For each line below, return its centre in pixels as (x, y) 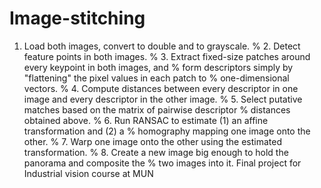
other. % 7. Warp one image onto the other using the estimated (152, 141)
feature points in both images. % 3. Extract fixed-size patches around (167, 56)
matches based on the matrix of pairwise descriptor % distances (157, 109)
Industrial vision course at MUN (88, 173)
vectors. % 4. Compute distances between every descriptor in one (161, 88)
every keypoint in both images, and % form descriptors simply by (158, 67)
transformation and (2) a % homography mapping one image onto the (167, 131)
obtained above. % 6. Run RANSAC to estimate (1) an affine (146, 120)
